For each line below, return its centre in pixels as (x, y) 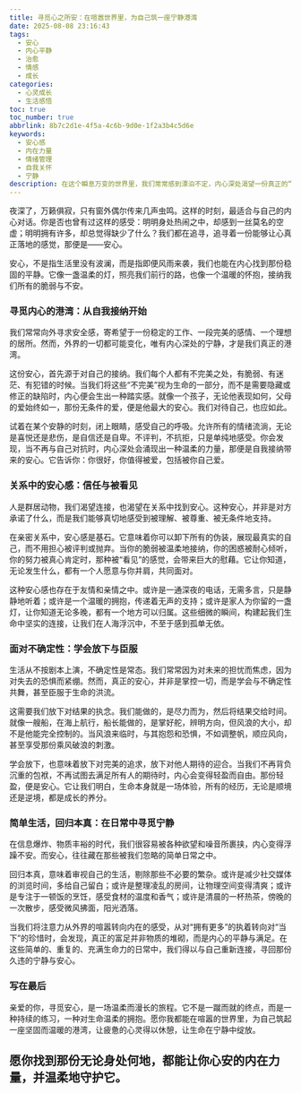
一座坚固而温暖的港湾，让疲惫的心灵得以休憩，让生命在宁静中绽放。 (135, 1029)
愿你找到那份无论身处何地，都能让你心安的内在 (139, 1061)
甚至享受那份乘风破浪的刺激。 (64, 745)
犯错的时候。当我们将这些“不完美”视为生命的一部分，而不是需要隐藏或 (162, 385)
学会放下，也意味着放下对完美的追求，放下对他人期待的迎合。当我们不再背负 (150, 764)
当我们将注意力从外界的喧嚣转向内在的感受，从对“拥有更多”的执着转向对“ (144, 927)
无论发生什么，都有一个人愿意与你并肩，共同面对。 (103, 571)
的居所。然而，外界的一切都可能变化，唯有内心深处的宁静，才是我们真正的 (146, 344)
